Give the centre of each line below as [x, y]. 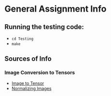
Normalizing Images [31, 88]
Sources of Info [28, 59]
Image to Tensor [28, 83]
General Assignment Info [55, 9]
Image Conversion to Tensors [40, 73]
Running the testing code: [44, 27]
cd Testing [22, 39]
